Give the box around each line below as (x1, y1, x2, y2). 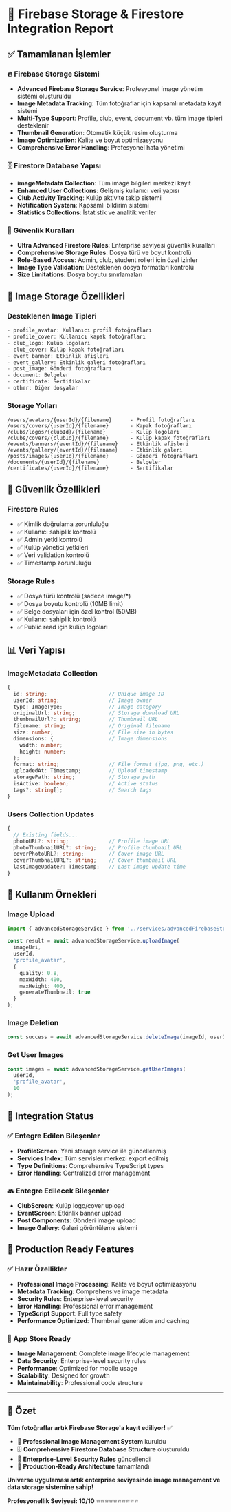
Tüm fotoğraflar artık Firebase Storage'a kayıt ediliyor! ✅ (7, 1423, 173, 1431)
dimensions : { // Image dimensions (13, 735, 168, 742)
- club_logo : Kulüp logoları (7, 339, 91, 347)
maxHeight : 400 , (19, 982, 67, 989)
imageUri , (13, 944, 41, 951)
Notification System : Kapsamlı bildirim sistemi (16, 201, 149, 210)
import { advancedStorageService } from (7, 925, 125, 932)
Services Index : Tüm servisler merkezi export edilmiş (16, 1154, 169, 1162)
